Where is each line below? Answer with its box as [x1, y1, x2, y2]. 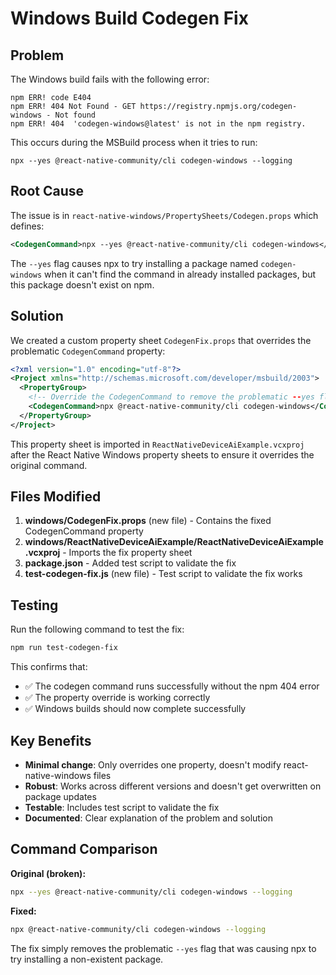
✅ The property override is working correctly [24, 692, 211, 704]
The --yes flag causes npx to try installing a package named [10, 257, 259, 269]
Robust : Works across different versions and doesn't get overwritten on [24, 780, 322, 792]
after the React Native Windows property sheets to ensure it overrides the [10, 448, 315, 461]
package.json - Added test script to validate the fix [24, 557, 237, 569]
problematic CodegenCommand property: [10, 345, 166, 357]
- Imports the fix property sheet [62, 547, 193, 559]
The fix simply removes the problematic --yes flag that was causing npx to [10, 942, 317, 954]
